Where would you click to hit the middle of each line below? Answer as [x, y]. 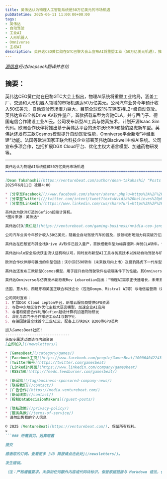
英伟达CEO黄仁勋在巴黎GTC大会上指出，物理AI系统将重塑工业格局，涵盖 [80, 97]
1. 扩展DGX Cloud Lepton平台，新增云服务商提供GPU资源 [57, 303]
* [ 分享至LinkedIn [23, 203]
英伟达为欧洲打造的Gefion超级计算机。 [40, 213]
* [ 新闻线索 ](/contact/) [29, 395]
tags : [11, 19]
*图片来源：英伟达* [22, 217]
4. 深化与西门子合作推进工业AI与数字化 [41, 317]
